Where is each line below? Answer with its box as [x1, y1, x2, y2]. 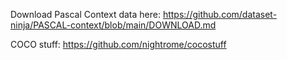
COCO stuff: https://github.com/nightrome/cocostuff [10, 39, 227, 50]
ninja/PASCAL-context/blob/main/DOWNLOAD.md [10, 19, 217, 31]
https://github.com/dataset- [162, 9, 278, 20]
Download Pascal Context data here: [10, 9, 161, 20]
